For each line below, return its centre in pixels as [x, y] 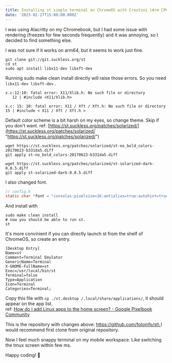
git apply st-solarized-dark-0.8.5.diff [49, 173]
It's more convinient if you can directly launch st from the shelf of [74, 234]
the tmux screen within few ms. [38, 345]
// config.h [18, 191]
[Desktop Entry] [23, 248]
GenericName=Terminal [28, 262]
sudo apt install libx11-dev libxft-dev [49, 69]
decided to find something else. [39, 40]
